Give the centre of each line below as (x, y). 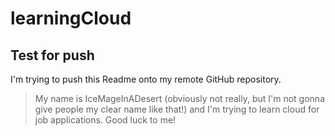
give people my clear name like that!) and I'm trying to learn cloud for (177, 109)
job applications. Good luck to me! (105, 120)
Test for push (52, 55)
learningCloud (71, 18)
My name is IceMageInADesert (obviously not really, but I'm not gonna (179, 98)
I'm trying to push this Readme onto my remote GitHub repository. (146, 79)
